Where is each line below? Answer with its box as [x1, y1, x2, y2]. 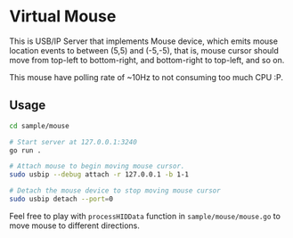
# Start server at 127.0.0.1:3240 [9, 137, 138, 146]
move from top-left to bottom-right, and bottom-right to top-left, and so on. [9, 54, 285, 65]
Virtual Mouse [9, 6, 117, 27]
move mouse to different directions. [9, 220, 141, 231]
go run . [9, 145, 42, 155]
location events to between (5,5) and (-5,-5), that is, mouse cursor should [9, 45, 279, 55]
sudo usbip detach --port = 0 [9, 194, 114, 203]
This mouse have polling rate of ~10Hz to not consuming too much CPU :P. [9, 71, 283, 82]
